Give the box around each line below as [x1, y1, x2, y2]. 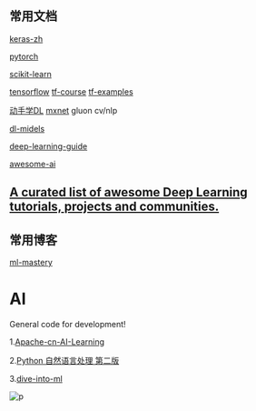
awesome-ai [9, 158, 56, 169]
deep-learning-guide [9, 140, 88, 152]
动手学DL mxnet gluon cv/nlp [9, 105, 118, 115]
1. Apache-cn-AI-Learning [9, 336, 105, 347]
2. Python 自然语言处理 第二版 [9, 355, 120, 366]
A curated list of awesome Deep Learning [9, 185, 248, 200]
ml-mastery [9, 257, 53, 268]
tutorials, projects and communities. [9, 199, 220, 215]
